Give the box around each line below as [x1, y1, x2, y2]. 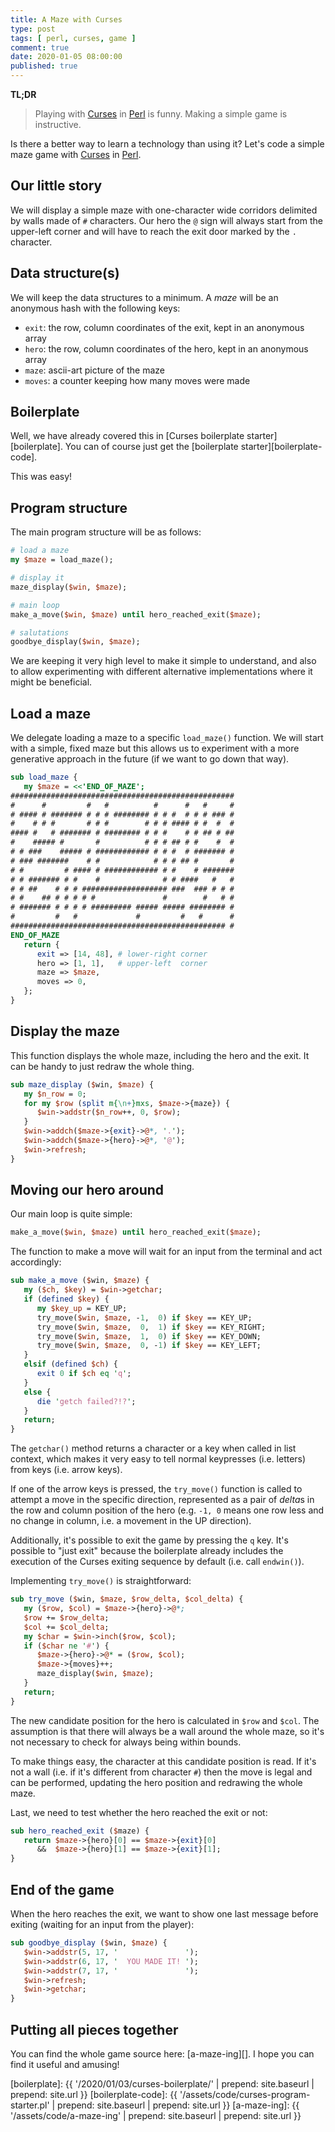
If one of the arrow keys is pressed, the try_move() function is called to [10, 1483, 303, 1495]
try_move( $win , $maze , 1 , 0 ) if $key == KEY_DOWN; [36, 1331, 262, 1341]
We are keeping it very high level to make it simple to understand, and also [10, 655, 317, 667]
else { [23, 1387, 52, 1397]
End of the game [10, 1881, 115, 1898]
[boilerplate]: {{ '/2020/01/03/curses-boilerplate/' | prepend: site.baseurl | [10, 2077, 315, 2090]
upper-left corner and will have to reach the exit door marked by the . [10, 225, 297, 237]
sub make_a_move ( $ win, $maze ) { [10, 1276, 150, 1286]
